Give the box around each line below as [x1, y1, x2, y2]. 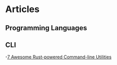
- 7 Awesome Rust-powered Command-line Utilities [5, 54, 112, 60]
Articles [5, 4, 40, 15]
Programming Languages [5, 24, 87, 32]
